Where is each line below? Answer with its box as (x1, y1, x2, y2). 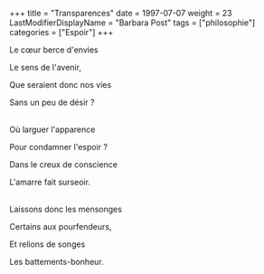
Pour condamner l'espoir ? (9, 142, 108, 152)
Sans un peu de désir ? (9, 97, 95, 108)
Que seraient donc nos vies (9, 80, 112, 90)
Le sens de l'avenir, (9, 62, 81, 72)
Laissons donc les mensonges (9, 203, 122, 214)
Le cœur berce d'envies (9, 44, 99, 55)
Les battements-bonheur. (9, 257, 104, 267)
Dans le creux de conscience (9, 159, 118, 170)
